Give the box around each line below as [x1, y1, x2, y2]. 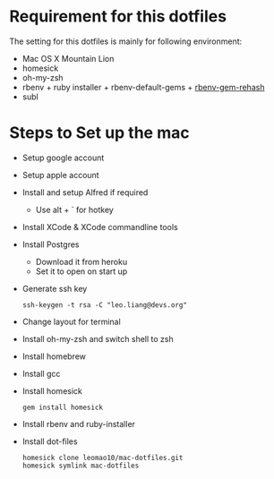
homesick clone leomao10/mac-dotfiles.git [21, 453, 184, 462]
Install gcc [21, 368, 61, 379]
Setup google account [21, 152, 105, 163]
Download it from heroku [35, 256, 128, 267]
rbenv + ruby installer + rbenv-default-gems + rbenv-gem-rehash [21, 81, 265, 92]
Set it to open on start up [35, 266, 128, 277]
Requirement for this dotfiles [9, 6, 227, 27]
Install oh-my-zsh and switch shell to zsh [21, 333, 174, 344]
